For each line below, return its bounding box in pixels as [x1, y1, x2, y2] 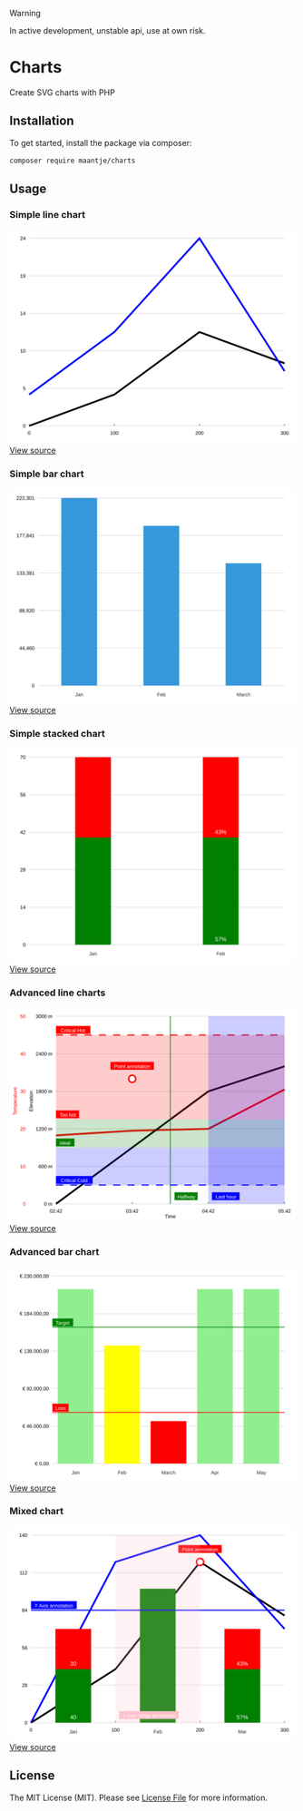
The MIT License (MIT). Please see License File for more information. [9, 1792, 268, 1803]
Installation [9, 113, 74, 129]
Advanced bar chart [9, 1246, 100, 1258]
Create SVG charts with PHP [9, 86, 115, 98]
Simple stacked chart [9, 727, 106, 739]
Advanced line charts [9, 986, 106, 999]
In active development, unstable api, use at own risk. [9, 25, 206, 35]
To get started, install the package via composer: [9, 137, 192, 148]
